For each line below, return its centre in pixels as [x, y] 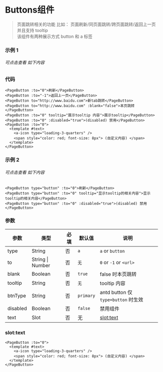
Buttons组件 [30, 10]
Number [41, 265]
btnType [17, 295]
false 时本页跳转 [118, 274]
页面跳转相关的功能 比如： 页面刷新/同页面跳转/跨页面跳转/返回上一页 [86, 24]
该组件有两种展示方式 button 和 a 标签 [55, 36]
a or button [112, 251]
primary [86, 295]
